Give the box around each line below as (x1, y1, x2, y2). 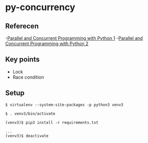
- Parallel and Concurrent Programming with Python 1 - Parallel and (5, 35, 143, 41)
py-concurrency (5, 2, 76, 13)
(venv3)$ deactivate (5, 133, 49, 138)
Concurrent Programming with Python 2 (5, 41, 89, 47)
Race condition (12, 74, 44, 80)
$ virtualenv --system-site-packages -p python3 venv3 (5, 102, 124, 108)
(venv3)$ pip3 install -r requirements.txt (5, 120, 99, 125)
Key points (5, 55, 40, 64)
